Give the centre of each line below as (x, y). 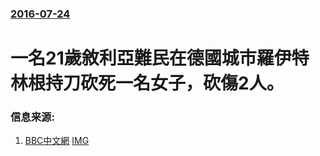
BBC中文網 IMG (57, 141)
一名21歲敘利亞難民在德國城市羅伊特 (160, 58)
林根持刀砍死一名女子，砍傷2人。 (147, 83)
